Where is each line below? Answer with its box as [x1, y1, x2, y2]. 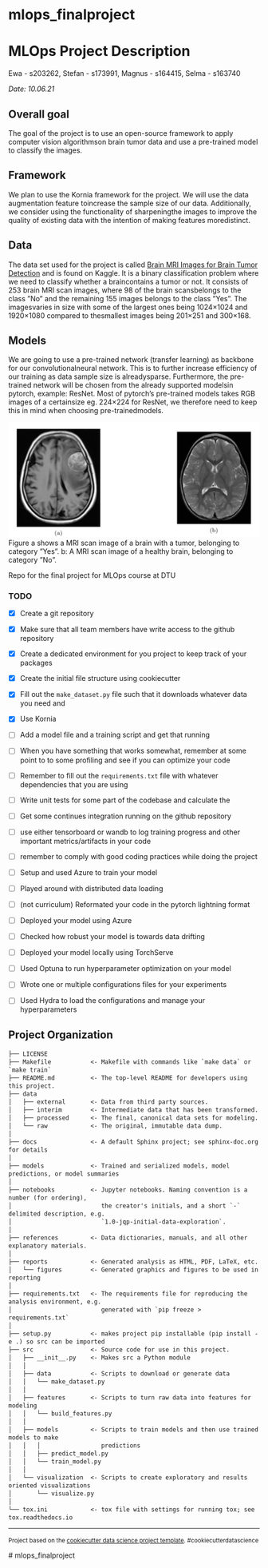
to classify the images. [8, 145, 82, 155]
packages [19, 658, 53, 668]
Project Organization [8, 1028, 113, 1041]
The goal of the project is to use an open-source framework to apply [8, 128, 234, 137]
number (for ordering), [8, 1194, 88, 1202]
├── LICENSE [8, 1050, 48, 1058]
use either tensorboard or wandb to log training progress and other [19, 827, 241, 837]
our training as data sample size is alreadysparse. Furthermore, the [8, 372, 229, 381]
